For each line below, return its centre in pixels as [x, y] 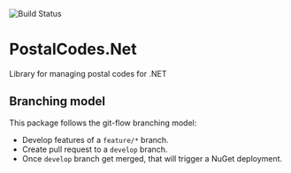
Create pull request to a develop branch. [95, 149]
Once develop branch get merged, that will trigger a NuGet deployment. [152, 158]
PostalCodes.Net [73, 49]
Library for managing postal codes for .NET [88, 73]
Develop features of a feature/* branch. [96, 139]
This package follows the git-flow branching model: [103, 123]
